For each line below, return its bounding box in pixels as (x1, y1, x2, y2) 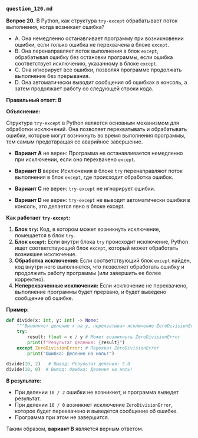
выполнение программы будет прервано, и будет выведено (14, 289, 167, 296)
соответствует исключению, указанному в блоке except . (14, 60, 158, 67)
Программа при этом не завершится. (14, 414, 110, 421)
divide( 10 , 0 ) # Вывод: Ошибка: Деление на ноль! (6, 367, 133, 372)
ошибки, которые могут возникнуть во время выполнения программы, (6, 132, 186, 139)
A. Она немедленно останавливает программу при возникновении (14, 35, 184, 42)
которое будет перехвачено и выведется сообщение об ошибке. (14, 407, 178, 415)
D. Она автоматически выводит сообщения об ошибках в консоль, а (14, 79, 187, 86)
